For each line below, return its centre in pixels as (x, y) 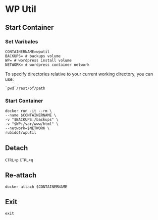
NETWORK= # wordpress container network (48, 65)
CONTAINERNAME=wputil (27, 52)
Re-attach (21, 175)
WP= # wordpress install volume (38, 60)
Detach (17, 148)
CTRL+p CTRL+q (19, 160)
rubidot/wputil (21, 133)
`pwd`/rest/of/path (25, 88)
